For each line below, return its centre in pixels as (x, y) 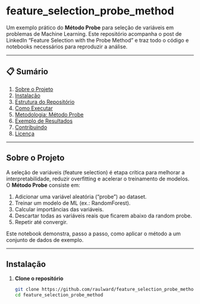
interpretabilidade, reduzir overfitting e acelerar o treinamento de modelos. (98, 179)
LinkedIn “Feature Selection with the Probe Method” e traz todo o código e (98, 40)
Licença (24, 133)
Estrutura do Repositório (45, 102)
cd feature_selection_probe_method (59, 295)
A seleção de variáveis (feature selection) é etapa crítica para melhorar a (96, 172)
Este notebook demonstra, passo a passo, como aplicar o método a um (93, 234)
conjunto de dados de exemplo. (45, 239)
